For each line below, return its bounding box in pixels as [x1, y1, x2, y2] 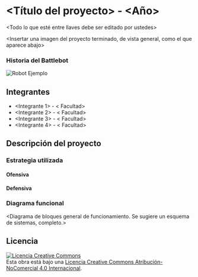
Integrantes [6, 87, 50, 97]
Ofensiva [6, 170, 30, 178]
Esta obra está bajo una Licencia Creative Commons [6, 258, 135, 265]
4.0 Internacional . [39, 265, 82, 272]
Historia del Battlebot [6, 56, 69, 65]
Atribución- [135, 258, 163, 265]
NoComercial [6, 265, 39, 272]
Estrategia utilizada [6, 156, 63, 165]
